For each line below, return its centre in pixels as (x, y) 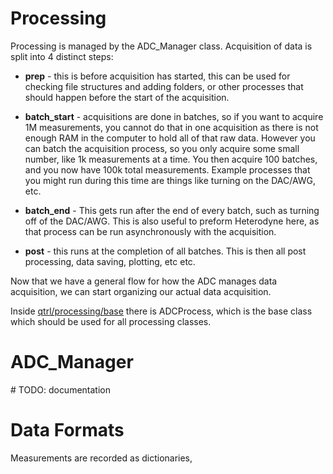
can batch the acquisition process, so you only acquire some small (162, 148)
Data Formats (67, 430)
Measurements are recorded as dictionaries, (101, 458)
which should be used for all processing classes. (111, 321)
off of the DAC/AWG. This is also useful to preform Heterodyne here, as (172, 221)
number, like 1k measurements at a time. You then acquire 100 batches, (171, 159)
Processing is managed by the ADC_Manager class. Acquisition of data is (161, 46)
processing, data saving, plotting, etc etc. (110, 261)
